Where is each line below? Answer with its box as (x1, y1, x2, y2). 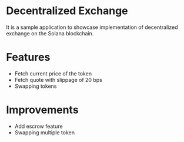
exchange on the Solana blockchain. (6, 29, 94, 37)
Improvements (6, 103, 79, 117)
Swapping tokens (14, 82, 57, 90)
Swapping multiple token (14, 128, 75, 136)
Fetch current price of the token (14, 70, 92, 77)
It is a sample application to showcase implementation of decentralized (6, 24, 178, 31)
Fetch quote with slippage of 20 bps (14, 76, 103, 83)
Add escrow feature (14, 123, 63, 130)
